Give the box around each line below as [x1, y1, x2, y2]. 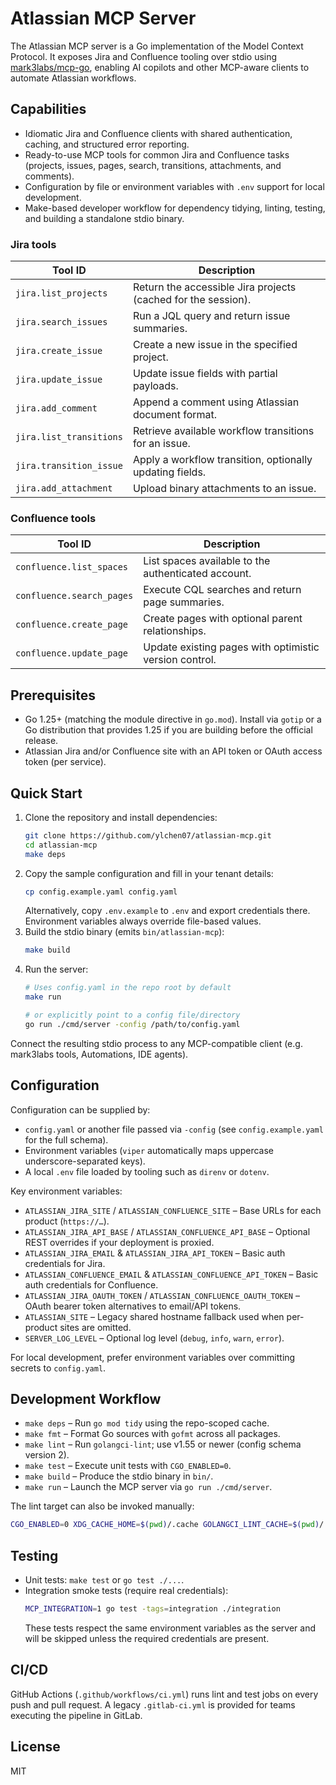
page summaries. [143, 595, 225, 609]
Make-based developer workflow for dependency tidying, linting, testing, [24, 202, 326, 214]
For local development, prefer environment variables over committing [10, 1351, 296, 1363]
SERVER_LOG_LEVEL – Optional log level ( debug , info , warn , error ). [24, 1332, 285, 1344]
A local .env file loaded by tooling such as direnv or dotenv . [24, 1165, 270, 1177]
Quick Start [10, 785, 83, 802]
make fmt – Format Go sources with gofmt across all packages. [24, 1428, 281, 1440]
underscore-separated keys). [24, 1155, 146, 1167]
